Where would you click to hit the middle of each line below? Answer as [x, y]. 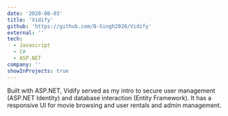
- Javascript [32, 45]
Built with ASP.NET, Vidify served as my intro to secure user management [111, 91]
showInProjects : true [38, 71]
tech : [15, 39]
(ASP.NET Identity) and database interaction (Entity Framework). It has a [109, 97]
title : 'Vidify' [30, 20]
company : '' [24, 65]
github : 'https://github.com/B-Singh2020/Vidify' [80, 26]
